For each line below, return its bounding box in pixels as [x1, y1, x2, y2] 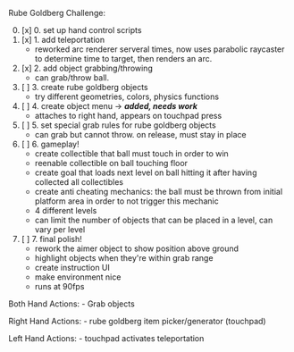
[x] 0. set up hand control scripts [21, 25, 142, 35]
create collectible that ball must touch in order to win [34, 148, 229, 159]
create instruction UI [34, 263, 111, 272]
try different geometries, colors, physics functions [34, 91, 220, 102]
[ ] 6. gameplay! [21, 138, 80, 149]
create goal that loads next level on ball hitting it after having [34, 167, 257, 178]
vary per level [34, 224, 86, 235]
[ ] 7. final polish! [21, 234, 82, 244]
